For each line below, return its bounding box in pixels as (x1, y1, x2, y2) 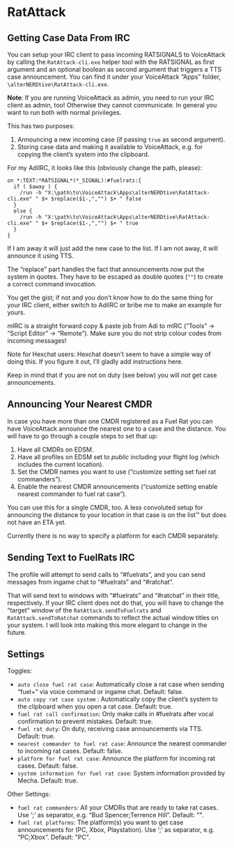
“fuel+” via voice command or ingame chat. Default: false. (17, 688, 184, 696)
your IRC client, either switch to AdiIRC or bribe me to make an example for (7, 301, 222, 309)
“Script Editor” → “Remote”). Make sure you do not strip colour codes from (7, 329, 221, 337)
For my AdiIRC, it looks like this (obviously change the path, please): (7, 164, 203, 171)
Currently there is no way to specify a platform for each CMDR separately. (7, 531, 219, 540)
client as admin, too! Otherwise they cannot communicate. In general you (7, 101, 217, 109)
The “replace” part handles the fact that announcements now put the (7, 265, 205, 273)
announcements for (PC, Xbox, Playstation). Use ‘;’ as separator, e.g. (17, 826, 214, 834)
